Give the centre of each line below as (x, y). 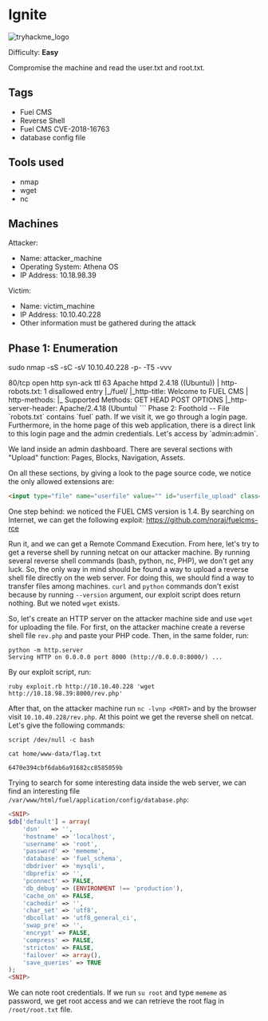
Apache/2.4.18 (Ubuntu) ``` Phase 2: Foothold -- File (144, 408)
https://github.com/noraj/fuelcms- (202, 520)
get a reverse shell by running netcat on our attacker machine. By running (129, 553)
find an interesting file (44, 791)
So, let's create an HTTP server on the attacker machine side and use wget (131, 619)
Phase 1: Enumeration (63, 348)
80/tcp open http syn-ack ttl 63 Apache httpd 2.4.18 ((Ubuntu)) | (114, 383)
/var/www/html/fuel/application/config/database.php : (99, 800)
